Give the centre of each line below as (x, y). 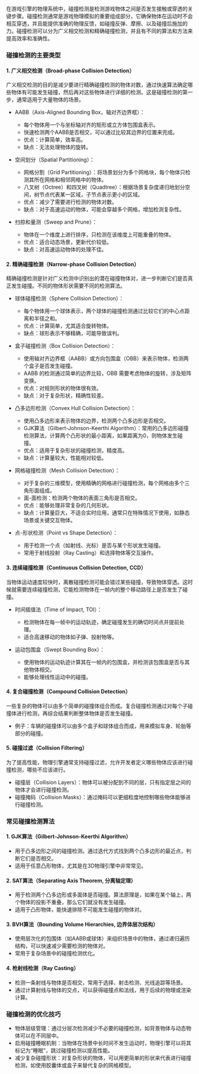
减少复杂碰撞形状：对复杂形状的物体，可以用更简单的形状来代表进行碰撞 (103, 1057)
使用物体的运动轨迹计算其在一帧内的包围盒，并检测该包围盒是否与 (104, 662)
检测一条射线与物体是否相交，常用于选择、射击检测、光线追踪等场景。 (100, 982)
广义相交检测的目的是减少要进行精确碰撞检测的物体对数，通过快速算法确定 (97, 85)
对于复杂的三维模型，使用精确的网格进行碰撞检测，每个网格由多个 (104, 483)
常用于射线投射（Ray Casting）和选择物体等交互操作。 (90, 553)
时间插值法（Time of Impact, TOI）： (58, 609)
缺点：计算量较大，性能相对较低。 (65, 458)
